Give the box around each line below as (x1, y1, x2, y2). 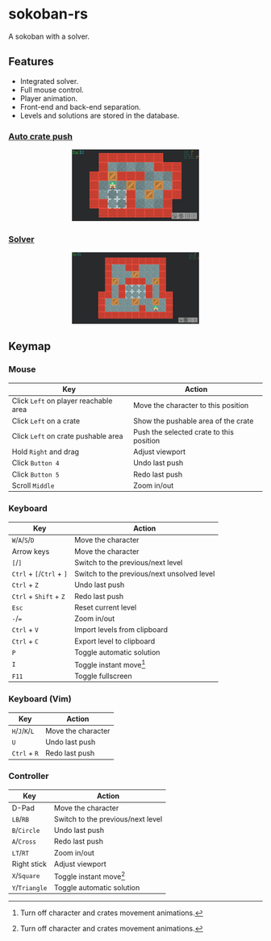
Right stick (11, 859, 47, 868)
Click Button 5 (11, 469, 60, 479)
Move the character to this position (132, 400, 249, 410)
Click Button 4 (11, 458, 60, 468)
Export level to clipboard (73, 636, 156, 646)
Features (8, 55, 54, 69)
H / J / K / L (11, 726, 35, 735)
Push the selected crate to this (132, 427, 234, 436)
